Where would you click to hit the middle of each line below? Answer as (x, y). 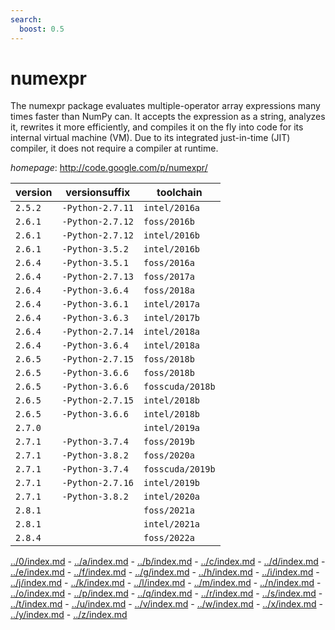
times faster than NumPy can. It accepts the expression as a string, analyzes (168, 117)
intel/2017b (172, 318)
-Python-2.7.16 (97, 483)
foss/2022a (169, 538)
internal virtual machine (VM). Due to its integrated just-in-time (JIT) (150, 138)
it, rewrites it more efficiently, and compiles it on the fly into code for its (157, 127)
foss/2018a (169, 290)
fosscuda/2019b (179, 469)
